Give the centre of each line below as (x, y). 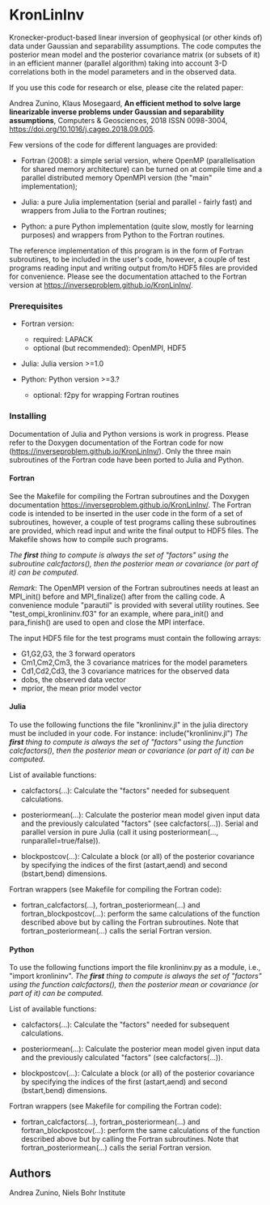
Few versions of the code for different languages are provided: (113, 144)
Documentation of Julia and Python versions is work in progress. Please (129, 434)
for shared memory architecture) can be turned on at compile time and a (141, 169)
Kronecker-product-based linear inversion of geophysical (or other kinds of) (136, 37)
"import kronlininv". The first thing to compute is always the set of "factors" (135, 976)
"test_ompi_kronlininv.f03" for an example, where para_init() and (116, 613)
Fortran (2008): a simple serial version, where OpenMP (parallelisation (138, 160)
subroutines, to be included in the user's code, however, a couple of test (130, 259)
